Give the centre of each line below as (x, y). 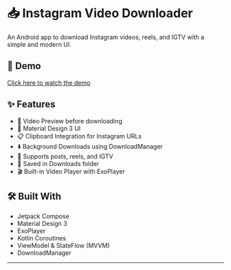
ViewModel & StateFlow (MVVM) (63, 246)
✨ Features (31, 104)
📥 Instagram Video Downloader (100, 13)
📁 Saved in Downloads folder (58, 163)
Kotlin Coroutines (42, 238)
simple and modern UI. (40, 44)
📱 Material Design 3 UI (49, 128)
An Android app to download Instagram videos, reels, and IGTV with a (106, 37)
